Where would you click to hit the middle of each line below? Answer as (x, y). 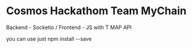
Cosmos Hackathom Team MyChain (96, 11)
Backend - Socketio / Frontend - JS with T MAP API (69, 27)
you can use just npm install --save (49, 39)
